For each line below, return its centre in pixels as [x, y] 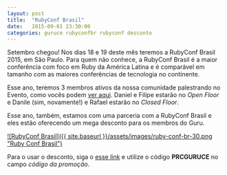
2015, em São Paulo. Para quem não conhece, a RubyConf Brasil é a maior [112, 60]
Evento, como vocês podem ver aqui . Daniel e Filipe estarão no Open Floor [113, 95]
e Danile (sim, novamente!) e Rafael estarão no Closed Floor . [93, 102]
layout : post [26, 13]
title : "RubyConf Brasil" [46, 20]
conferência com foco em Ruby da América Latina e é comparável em [106, 67]
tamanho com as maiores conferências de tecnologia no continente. [104, 74]
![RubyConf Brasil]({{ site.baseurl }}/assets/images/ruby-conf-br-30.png [110, 136]
